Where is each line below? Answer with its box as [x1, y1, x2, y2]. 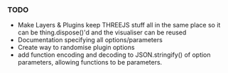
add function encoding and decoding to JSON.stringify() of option [17, 51, 211, 59]
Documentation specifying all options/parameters [17, 36, 163, 44]
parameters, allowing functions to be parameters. [17, 58, 163, 67]
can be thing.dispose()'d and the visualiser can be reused [17, 28, 187, 36]
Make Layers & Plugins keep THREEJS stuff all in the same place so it [17, 21, 221, 29]
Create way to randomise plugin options [17, 44, 135, 52]
